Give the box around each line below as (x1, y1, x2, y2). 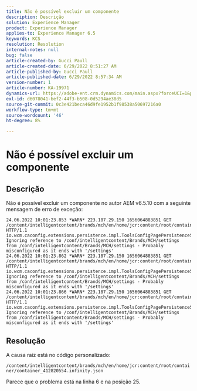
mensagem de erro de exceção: (6, 206, 83, 213)
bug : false (6, 52, 33, 58)
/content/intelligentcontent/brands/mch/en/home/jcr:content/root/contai (6, 362, 191, 369)
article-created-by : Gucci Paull (6, 58, 88, 63)
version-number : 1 (6, 80, 51, 86)
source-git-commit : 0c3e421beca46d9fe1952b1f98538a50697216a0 (6, 101, 161, 107)
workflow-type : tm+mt (6, 107, 59, 113)
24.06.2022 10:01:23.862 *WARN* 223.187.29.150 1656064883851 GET (6, 253, 172, 259)
